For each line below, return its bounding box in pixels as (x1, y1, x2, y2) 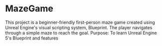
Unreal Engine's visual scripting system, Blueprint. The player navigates (5, 24, 153, 30)
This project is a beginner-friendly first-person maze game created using (5, 19, 156, 25)
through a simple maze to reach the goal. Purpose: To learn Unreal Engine (5, 30, 157, 36)
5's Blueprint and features (5, 35, 59, 41)
